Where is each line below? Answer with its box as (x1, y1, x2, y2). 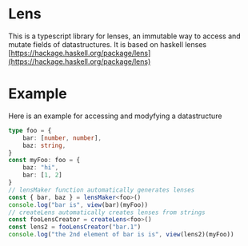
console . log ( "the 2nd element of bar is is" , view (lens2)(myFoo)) (8, 231, 234, 239)
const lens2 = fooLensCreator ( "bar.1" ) (8, 223, 142, 232)
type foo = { (8, 126, 52, 134)
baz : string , (22, 141, 66, 149)
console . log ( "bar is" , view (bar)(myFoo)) (8, 200, 149, 208)
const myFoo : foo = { (8, 157, 81, 165)
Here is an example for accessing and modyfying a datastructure (8, 111, 222, 121)
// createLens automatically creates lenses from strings (8, 208, 206, 216)
